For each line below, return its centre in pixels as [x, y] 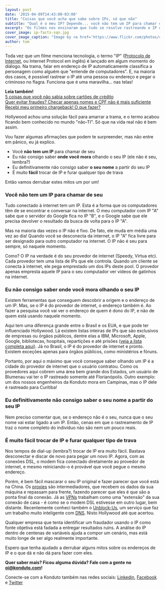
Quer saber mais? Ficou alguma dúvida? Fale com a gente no [68, 562]
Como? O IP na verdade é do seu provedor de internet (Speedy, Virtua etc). [81, 256]
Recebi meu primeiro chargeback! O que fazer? [53, 107]
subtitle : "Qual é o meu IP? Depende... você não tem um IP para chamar [81, 23]
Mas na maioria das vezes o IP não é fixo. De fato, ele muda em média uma [81, 231]
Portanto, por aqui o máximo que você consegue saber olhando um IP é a [80, 361]
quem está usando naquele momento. [43, 316]
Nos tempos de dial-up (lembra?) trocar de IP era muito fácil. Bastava [75, 451]
